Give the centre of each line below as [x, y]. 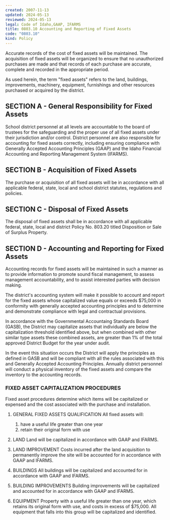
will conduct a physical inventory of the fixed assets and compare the [78, 370]
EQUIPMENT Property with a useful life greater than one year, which [84, 501]
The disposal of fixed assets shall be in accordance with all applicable [79, 222]
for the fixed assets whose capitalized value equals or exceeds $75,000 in [83, 300]
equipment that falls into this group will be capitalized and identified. [84, 512]
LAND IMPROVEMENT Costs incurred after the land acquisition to [81, 450]
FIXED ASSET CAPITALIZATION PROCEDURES [63, 388]
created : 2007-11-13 [27, 10]
